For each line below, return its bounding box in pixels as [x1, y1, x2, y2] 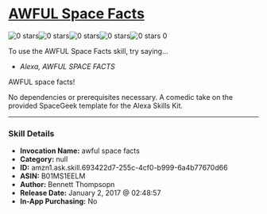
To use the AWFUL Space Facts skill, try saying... [8, 46, 168, 55]
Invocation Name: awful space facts [19, 146, 141, 155]
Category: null [19, 155, 68, 164]
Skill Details [8, 128, 55, 139]
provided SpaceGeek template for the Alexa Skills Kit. [8, 101, 184, 110]
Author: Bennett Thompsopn [19, 180, 115, 189]
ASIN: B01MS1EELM [19, 171, 86, 181]
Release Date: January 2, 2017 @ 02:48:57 [19, 188, 161, 198]
